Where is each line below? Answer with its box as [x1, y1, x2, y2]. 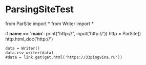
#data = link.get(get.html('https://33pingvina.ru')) [5, 55, 123, 60]
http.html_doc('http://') [5, 36, 53, 42]
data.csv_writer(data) [5, 50, 54, 55]
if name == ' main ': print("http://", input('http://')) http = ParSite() [5, 30, 141, 36]
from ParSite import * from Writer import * [5, 20, 94, 27]
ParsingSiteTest [5, 4, 74, 15]
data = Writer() [5, 46, 40, 51]
